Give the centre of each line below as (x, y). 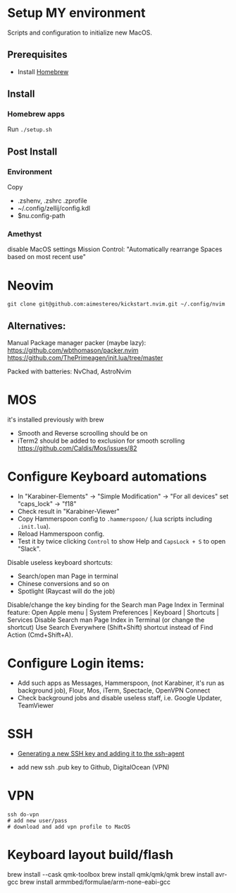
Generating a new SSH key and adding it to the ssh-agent (101, 753)
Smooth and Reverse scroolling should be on (82, 433)
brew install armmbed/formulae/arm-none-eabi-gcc (95, 882)
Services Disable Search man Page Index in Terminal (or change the (106, 620)
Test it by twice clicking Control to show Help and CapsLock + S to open (122, 541)
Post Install (32, 151)
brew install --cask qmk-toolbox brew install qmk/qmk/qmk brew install (111, 874)
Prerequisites (37, 55)
